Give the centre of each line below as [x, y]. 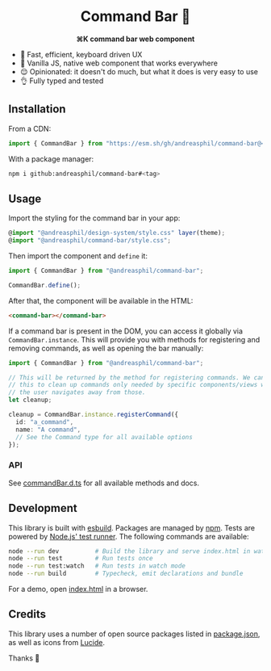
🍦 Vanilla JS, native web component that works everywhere [119, 63]
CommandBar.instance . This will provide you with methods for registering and [134, 339]
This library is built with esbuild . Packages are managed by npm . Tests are [132, 527]
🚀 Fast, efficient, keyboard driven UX [81, 54]
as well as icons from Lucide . [57, 642]
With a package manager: [51, 159]
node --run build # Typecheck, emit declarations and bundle [126, 574]
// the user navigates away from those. [77, 392]
